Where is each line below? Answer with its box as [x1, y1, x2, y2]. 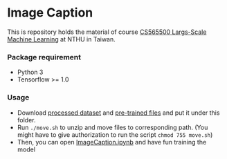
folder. [17, 115, 36, 124]
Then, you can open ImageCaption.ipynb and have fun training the [17, 138, 207, 146]
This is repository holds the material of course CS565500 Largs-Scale [7, 28, 207, 36]
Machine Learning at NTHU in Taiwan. [7, 35, 116, 43]
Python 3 [17, 68, 44, 77]
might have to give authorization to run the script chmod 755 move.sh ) [17, 130, 213, 139]
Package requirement [7, 52, 82, 62]
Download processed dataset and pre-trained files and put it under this [17, 109, 220, 117]
